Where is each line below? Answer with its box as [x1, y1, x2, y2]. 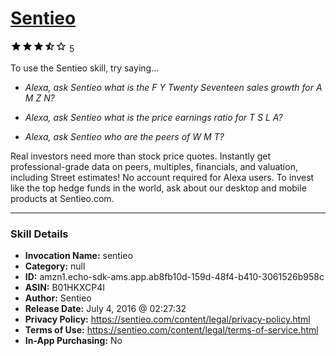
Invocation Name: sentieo [24, 250, 133, 262]
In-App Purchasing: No [24, 335, 123, 347]
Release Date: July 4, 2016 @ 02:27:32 [24, 303, 187, 315]
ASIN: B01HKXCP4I [24, 282, 105, 294]
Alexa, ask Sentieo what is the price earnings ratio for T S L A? [24, 111, 283, 123]
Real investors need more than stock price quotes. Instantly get [10, 150, 272, 162]
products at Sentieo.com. [10, 192, 115, 204]
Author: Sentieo [24, 292, 92, 304]
